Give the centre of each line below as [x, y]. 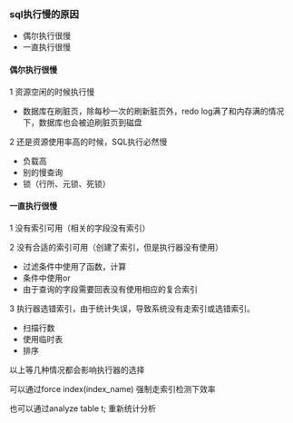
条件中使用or [46, 278]
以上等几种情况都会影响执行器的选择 [77, 369]
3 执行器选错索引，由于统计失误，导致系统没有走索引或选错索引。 [132, 308]
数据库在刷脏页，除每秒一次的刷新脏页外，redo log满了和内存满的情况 [153, 111]
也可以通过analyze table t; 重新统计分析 [83, 408]
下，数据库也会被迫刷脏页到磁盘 [82, 122]
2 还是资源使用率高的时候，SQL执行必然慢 [88, 142]
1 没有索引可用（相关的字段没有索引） [80, 228]
